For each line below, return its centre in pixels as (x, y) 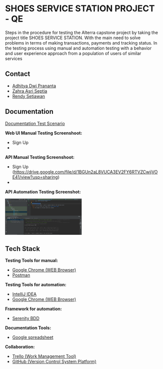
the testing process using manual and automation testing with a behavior (78, 48)
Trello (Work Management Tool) (44, 356)
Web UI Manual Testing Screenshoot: (44, 133)
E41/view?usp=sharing (35, 177)
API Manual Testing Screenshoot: (40, 157)
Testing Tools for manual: (32, 261)
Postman (21, 275)
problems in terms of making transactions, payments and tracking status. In (81, 43)
